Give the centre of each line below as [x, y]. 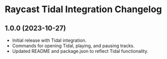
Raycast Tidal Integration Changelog [83, 9]
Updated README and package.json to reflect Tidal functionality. [80, 51]
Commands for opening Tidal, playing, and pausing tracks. [73, 46]
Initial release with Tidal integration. [49, 40]
